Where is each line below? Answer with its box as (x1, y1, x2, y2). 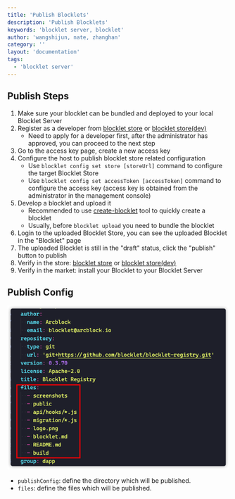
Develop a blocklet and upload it (17, 198, 111, 207)
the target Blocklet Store (27, 169, 99, 177)
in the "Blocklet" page (17, 236, 82, 244)
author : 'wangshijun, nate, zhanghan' (7, 34, 121, 41)
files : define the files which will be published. (17, 484, 152, 493)
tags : (7, 56, 23, 63)
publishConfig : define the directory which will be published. (17, 476, 191, 485)
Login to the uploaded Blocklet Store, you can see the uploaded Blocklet (17, 229, 227, 237)
